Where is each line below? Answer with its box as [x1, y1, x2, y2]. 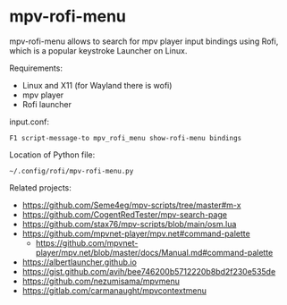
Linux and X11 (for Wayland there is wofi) [21, 80, 173, 90]
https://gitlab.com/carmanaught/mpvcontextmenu [21, 284, 207, 296]
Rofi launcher [21, 98, 72, 109]
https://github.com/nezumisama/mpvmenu [21, 275, 181, 286]
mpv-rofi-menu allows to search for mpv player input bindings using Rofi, [9, 36, 279, 47]
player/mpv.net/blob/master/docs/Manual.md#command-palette [35, 247, 274, 258]
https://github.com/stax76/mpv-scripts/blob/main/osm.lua [21, 218, 237, 229]
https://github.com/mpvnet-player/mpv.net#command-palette [21, 228, 250, 239]
